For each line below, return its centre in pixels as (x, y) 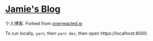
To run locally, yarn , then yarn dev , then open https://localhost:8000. (76, 33)
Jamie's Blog (33, 9)
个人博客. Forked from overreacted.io (44, 23)
